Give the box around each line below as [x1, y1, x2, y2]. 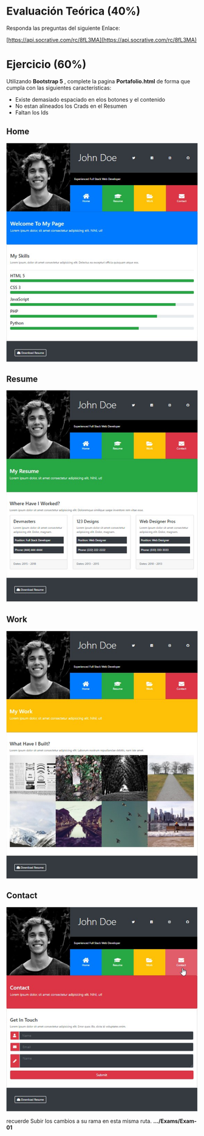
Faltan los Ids [15, 108, 49, 116]
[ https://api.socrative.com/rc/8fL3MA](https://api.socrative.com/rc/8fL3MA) [6, 36, 197, 43]
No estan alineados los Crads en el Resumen [15, 102, 127, 110]
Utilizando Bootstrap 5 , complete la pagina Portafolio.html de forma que [6, 77, 191, 85]
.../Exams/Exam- [152, 1117, 197, 1124]
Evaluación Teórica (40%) [6, 4, 141, 18]
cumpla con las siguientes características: [6, 84, 112, 91]
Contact [6, 890, 38, 901]
